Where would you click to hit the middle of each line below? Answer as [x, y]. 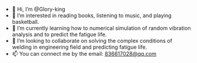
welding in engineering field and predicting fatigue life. [79, 47]
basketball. [26, 22]
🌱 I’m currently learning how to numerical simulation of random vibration [101, 28]
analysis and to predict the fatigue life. [59, 34]
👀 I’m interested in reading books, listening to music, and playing [92, 15]
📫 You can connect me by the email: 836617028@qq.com [84, 54]
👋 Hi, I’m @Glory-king [38, 9]
